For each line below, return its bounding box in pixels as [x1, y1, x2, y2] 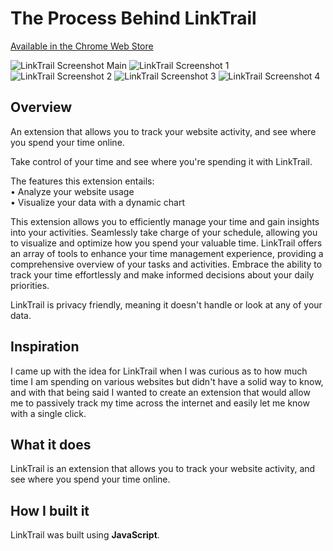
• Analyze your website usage [10, 185, 135, 197]
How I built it [10, 502, 90, 519]
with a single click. [10, 407, 87, 419]
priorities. [10, 279, 50, 291]
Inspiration [10, 338, 80, 356]
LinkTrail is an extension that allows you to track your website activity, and [10, 463, 316, 475]
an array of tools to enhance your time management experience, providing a [10, 247, 324, 259]
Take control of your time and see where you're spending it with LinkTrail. [10, 155, 313, 167]
